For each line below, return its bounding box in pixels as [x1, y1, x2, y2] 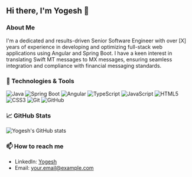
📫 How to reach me [6, 142, 64, 150]
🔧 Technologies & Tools [6, 77, 75, 85]
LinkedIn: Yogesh [14, 158, 57, 165]
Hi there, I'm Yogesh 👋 [6, 6, 90, 16]
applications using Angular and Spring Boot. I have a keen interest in [6, 50, 173, 57]
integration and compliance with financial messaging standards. [6, 62, 162, 69]
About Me [6, 24, 35, 32]
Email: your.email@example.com [14, 164, 94, 171]
